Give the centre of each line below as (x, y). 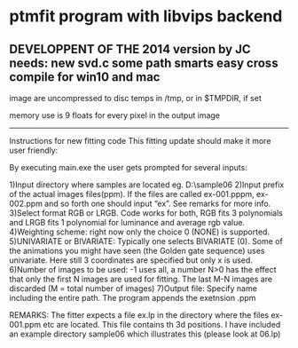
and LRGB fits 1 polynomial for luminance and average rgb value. (127, 222)
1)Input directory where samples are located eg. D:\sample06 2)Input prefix (147, 185)
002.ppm (26, 203)
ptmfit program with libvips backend (146, 16)
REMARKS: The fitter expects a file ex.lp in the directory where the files (139, 315)
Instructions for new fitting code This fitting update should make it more (140, 141)
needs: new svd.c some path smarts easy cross (144, 63)
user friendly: (34, 150)
